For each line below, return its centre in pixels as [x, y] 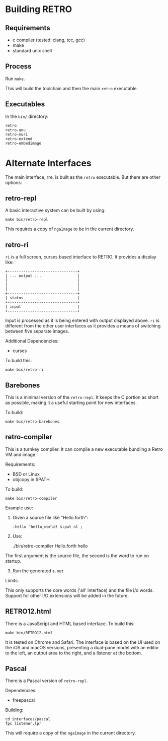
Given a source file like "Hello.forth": [50, 517]
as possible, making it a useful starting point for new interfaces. [71, 402]
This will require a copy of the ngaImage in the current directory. [71, 733]
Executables [25, 104]
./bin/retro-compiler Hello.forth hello [50, 546]
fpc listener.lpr [23, 724]
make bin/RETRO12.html [29, 633]
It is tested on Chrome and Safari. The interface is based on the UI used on [83, 642]
